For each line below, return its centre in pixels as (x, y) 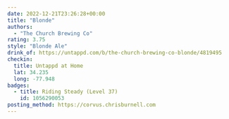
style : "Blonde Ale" (38, 46)
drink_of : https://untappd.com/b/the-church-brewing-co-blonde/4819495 (114, 53)
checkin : (20, 59)
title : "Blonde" (31, 20)
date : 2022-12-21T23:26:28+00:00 (56, 14)
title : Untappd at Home (48, 66)
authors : (20, 27)
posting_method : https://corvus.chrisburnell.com (82, 105)
